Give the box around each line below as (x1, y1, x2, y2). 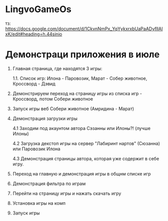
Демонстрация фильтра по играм (12, 181, 86, 187)
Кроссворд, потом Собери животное (12, 96, 94, 102)
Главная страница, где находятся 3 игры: (12, 65, 103, 71)
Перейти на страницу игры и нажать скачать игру (12, 190, 121, 196)
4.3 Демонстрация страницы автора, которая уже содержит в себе (12, 155, 159, 161)
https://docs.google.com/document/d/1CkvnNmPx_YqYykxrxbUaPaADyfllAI (5, 25, 163, 31)
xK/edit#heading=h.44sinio (5, 31, 62, 37)
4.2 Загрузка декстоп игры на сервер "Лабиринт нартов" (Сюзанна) (12, 140, 160, 146)
